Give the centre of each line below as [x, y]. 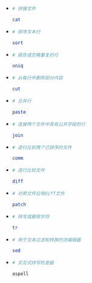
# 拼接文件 [24, 9]
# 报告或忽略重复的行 [35, 55]
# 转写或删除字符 [31, 217]
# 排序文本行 [26, 32]
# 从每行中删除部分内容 [38, 78]
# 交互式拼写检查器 [33, 263]
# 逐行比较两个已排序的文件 [42, 147]
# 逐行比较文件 [28, 170]
